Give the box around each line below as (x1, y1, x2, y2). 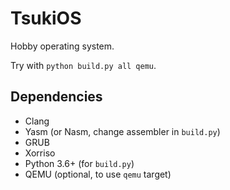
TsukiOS (10, 7, 82, 30)
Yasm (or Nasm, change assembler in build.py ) (24, 125, 221, 137)
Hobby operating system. (10, 40, 115, 52)
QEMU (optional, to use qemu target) (24, 168, 172, 180)
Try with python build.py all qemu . (10, 59, 157, 71)
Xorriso (24, 147, 56, 159)
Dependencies (10, 88, 103, 106)
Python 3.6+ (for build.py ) (24, 157, 135, 169)
